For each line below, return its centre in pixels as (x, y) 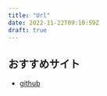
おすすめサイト (44, 64)
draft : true (27, 30)
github (30, 83)
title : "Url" (29, 15)
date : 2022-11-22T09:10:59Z (54, 23)
